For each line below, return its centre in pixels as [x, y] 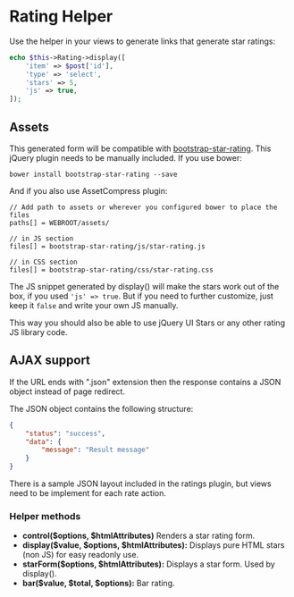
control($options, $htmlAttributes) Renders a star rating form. [139, 536]
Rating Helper [61, 17]
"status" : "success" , [65, 433]
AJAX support [50, 361]
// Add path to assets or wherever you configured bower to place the [143, 207]
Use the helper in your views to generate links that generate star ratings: [142, 41]
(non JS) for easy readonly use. [80, 555]
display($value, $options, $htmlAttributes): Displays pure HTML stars [153, 545]
